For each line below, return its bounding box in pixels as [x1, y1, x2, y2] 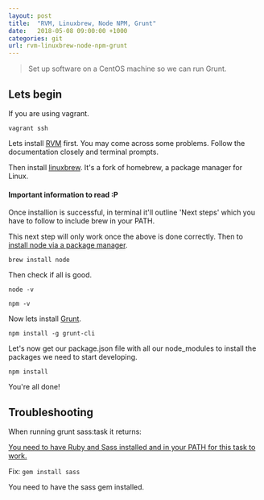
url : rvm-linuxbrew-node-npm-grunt [8, 42, 128, 50]
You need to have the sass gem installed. [8, 481, 145, 492]
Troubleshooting [8, 405, 94, 419]
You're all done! [8, 382, 60, 392]
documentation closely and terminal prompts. [8, 147, 159, 156]
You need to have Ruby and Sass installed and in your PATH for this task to [8, 442, 256, 452]
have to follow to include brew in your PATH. [8, 216, 155, 226]
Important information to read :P [8, 190, 118, 199]
